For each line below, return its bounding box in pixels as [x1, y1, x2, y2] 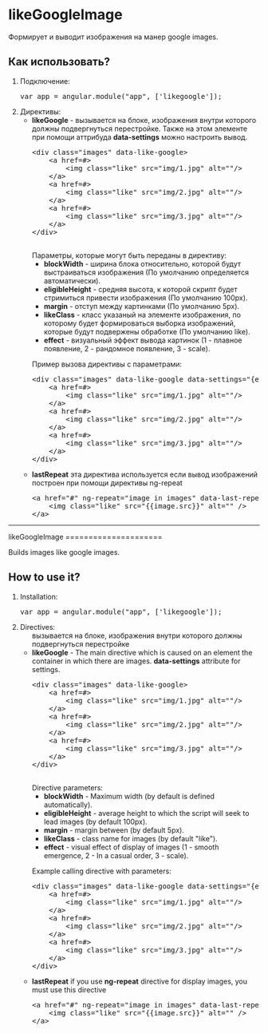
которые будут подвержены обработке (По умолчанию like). [43, 327, 251, 336]
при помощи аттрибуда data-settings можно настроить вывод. [31, 132, 248, 141]
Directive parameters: [31, 782, 104, 792]
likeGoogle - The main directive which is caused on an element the [31, 647, 253, 657]
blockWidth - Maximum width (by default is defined [43, 791, 215, 801]
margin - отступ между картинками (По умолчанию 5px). [43, 301, 240, 311]
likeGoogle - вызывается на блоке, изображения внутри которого [31, 115, 257, 125]
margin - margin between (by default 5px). [43, 825, 185, 835]
